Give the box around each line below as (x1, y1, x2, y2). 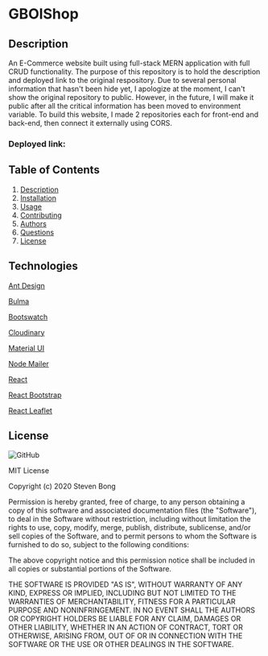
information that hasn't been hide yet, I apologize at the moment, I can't (8, 84, 245, 93)
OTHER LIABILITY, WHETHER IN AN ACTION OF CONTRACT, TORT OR (8, 622, 243, 633)
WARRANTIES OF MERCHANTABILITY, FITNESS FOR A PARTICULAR (8, 597, 236, 607)
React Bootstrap (8, 390, 62, 400)
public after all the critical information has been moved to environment (8, 102, 241, 110)
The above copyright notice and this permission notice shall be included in (8, 555, 255, 565)
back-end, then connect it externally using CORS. (8, 118, 173, 127)
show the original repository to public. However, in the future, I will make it (8, 93, 254, 102)
